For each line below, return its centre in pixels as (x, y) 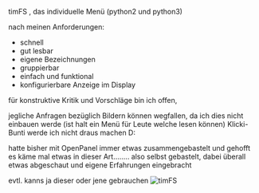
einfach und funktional (57, 76)
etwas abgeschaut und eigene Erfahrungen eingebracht (100, 165)
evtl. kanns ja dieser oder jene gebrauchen (78, 180)
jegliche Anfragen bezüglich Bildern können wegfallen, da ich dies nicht (126, 116)
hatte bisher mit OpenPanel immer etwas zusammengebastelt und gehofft (129, 148)
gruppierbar (39, 68)
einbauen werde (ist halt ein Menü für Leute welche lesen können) (117, 124)
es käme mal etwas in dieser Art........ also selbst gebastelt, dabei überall (127, 156)
